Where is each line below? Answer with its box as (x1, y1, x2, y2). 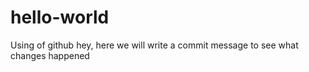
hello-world (10, 6, 110, 29)
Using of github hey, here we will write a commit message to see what (10, 39, 299, 51)
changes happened (10, 49, 90, 61)
